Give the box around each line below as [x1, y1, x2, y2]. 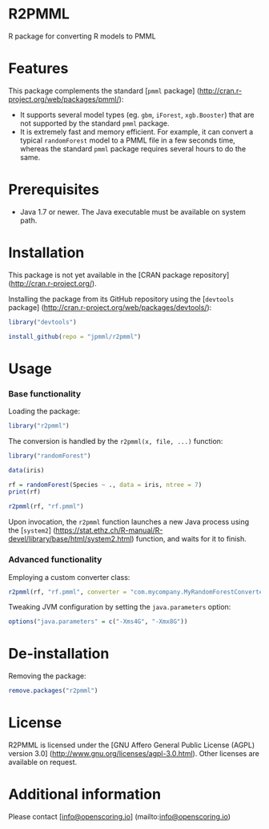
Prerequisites [8, 181, 100, 199]
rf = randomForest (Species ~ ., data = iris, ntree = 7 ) [8, 481, 203, 489]
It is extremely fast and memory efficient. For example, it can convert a [19, 127, 254, 136]
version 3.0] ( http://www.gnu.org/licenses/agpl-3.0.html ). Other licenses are [8, 749, 260, 759]
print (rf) [8, 488, 42, 497]
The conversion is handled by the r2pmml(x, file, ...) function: [8, 436, 223, 445]
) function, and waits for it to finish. [131, 534, 247, 544]
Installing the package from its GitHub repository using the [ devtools [8, 294, 235, 304]
